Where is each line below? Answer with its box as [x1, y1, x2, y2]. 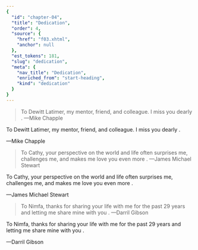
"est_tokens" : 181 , [11, 53, 60, 59]
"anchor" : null [17, 42, 55, 48]
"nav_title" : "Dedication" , [17, 70, 86, 76]
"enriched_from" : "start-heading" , [17, 75, 105, 81]
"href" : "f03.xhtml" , [17, 36, 70, 42]
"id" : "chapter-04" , [11, 14, 62, 20]
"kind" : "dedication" [17, 81, 70, 87]
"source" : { [11, 31, 42, 37]
